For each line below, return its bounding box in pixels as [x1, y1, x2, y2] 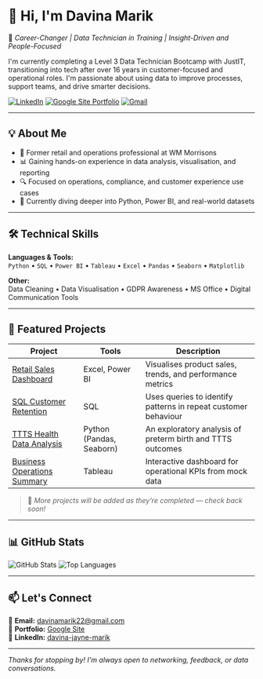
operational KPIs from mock [145, 466, 248, 477]
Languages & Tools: [8, 252, 74, 261]
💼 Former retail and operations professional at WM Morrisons [19, 148, 217, 157]
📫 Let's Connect [8, 591, 92, 604]
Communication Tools [8, 292, 79, 301]
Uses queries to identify [145, 392, 233, 403]
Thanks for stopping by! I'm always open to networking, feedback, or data [8, 655, 249, 664]
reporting [19, 168, 50, 177]
